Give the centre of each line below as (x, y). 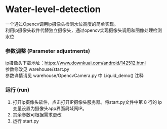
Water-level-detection (53, 9)
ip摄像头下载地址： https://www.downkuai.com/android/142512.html (75, 63)
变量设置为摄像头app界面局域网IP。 (50, 108)
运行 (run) (17, 90)
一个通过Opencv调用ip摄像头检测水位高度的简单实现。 (62, 24)
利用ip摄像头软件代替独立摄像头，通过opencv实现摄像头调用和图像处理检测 (83, 30)
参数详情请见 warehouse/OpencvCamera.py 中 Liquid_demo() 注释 (75, 76)
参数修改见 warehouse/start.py (37, 69)
